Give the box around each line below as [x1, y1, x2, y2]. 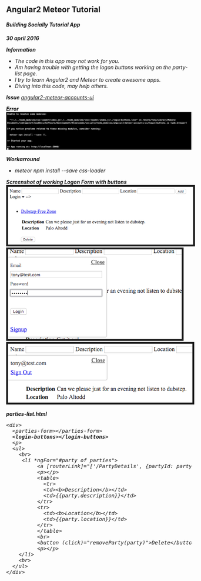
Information [6, 46, 36, 53]
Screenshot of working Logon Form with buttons [6, 179, 128, 186]
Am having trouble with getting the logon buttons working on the [14, 64, 172, 71]
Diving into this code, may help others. [14, 82, 109, 89]
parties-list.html [6, 410, 47, 418]
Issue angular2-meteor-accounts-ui [6, 94, 94, 101]
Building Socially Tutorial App [6, 21, 81, 28]
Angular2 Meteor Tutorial [6, 5, 101, 15]
